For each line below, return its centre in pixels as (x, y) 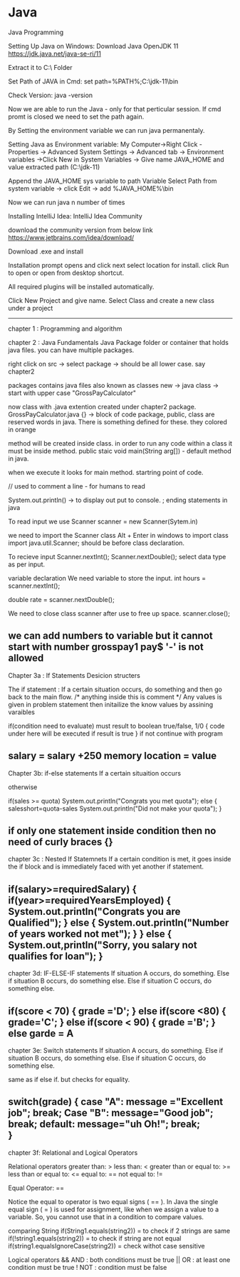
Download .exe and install (46, 251)
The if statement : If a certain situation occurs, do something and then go (115, 689)
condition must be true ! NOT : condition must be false (88, 1267)
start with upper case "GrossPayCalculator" (72, 393)
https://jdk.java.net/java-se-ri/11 (55, 54)
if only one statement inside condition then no (112, 830)
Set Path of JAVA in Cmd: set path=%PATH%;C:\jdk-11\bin (93, 81)
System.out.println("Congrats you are (94, 911)
